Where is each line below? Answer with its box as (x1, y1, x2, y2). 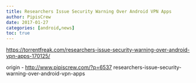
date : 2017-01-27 (6, 19, 49, 25)
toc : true (6, 30, 31, 36)
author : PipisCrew (6, 14, 51, 20)
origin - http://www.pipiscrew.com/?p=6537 (6, 64, 113, 71)
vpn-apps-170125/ (6, 53, 50, 60)
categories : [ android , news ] (6, 25, 75, 31)
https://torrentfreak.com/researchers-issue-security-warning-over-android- (6, 46, 190, 53)
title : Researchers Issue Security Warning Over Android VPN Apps (6, 8, 172, 15)
